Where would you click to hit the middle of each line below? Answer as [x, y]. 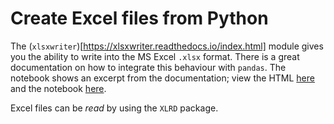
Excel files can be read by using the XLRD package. [114, 108]
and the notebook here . [58, 88]
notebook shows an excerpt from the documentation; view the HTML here [162, 78]
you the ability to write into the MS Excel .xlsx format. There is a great [155, 56]
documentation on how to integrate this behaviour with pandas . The [148, 67]
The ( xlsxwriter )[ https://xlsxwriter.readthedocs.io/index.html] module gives [167, 46]
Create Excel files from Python [139, 18]
